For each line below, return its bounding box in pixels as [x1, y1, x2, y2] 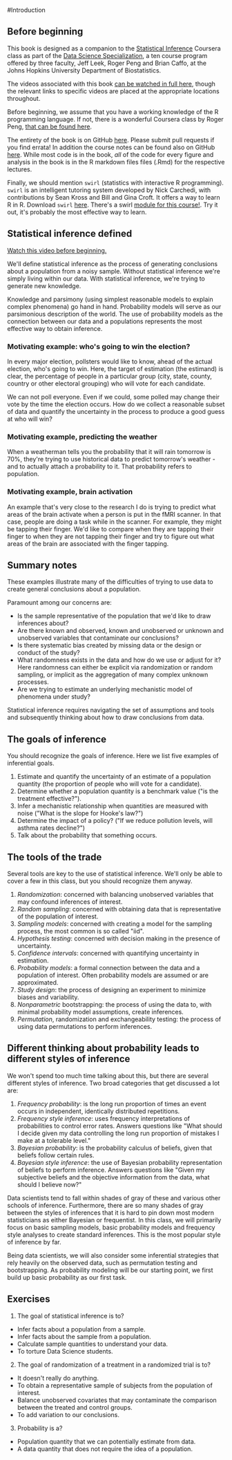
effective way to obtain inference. [7, 324, 103, 332]
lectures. [7, 165, 32, 173]
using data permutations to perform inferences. [17, 1022, 153, 1030]
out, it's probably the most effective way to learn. [7, 207, 147, 216]
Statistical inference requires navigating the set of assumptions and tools [7, 706, 215, 714]
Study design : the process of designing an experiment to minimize [17, 985, 206, 994]
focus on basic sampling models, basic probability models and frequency [7, 1223, 215, 1231]
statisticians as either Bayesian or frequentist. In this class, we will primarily [7, 1215, 222, 1224]
